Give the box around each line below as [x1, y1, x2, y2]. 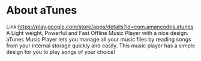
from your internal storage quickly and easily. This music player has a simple [6, 42, 196, 49]
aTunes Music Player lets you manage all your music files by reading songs [6, 36, 191, 43]
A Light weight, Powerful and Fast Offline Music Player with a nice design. [6, 29, 189, 36]
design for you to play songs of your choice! [6, 48, 116, 55]
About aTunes [6, 4, 77, 17]
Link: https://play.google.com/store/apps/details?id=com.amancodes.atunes [6, 23, 194, 30]
